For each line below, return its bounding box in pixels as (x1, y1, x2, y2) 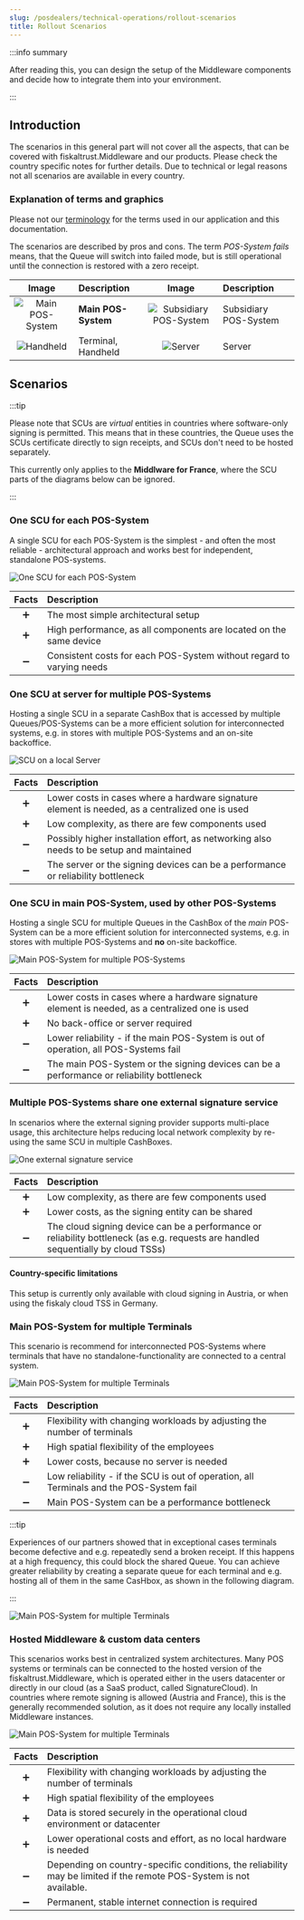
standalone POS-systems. (9, 554, 107, 564)
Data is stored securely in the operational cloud (46, 1807, 248, 1819)
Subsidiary (223, 303, 269, 315)
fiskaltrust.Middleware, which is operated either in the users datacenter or (9, 1673, 286, 1684)
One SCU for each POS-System (9, 514, 149, 526)
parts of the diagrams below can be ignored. (9, 474, 176, 485)
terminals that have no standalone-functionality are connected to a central (9, 1351, 287, 1362)
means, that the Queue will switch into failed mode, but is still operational (9, 250, 282, 261)
